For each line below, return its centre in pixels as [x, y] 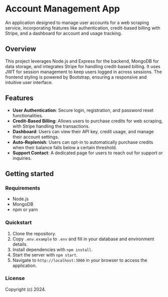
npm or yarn [25, 210]
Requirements [23, 188]
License [15, 278]
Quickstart [19, 222]
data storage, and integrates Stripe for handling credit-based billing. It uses [83, 66]
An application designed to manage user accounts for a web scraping [77, 23]
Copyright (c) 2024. [26, 289]
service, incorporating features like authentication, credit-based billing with [83, 28]
